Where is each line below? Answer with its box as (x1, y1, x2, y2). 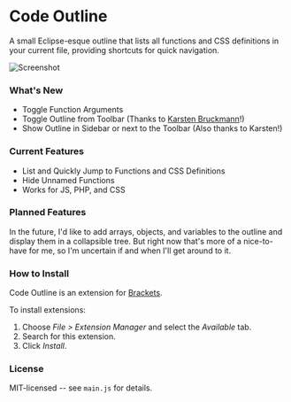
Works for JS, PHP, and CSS (21, 184, 126, 195)
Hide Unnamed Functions (21, 174, 115, 185)
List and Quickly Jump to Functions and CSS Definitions (21, 166, 226, 176)
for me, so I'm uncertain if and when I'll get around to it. (28, 245, 232, 256)
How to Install (9, 267, 69, 280)
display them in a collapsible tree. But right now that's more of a (9, 236, 241, 246)
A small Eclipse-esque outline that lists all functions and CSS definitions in (9, 35, 280, 46)
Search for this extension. (21, 331, 117, 342)
